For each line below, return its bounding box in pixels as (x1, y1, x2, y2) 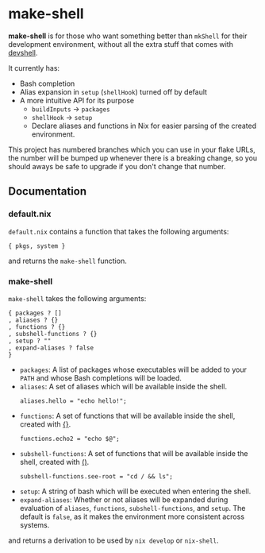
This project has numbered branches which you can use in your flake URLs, (8, 145, 255, 154)
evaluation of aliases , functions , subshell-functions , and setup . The (19, 503, 246, 512)
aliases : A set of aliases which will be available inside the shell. (19, 381, 228, 391)
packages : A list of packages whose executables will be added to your (19, 365, 248, 374)
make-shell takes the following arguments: (8, 293, 147, 303)
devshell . (8, 48, 38, 57)
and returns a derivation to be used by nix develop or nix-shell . (8, 536, 220, 545)
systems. (19, 520, 50, 529)
